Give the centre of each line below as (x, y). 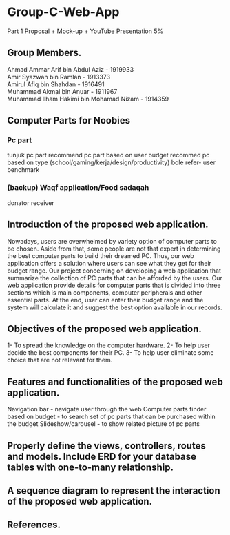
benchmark (23, 170)
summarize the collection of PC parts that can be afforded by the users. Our (115, 278)
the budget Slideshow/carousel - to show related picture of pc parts (103, 424)
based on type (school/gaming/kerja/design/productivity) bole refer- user (111, 162)
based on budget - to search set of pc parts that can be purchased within (111, 417)
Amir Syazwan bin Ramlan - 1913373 (59, 77)
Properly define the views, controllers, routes (107, 446)
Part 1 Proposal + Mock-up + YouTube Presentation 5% (85, 31)
